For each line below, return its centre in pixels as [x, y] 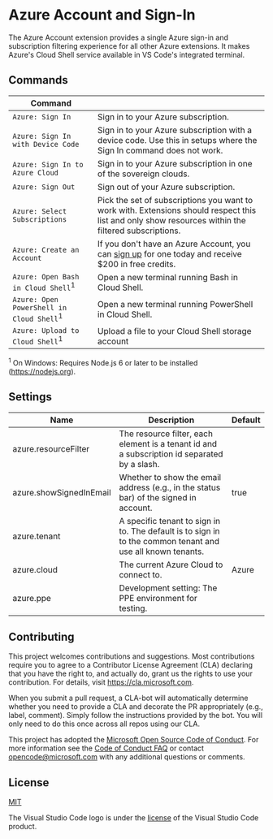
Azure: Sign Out [44, 187]
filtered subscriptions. [139, 231]
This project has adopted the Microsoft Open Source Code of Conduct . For [134, 740]
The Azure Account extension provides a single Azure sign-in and [119, 37]
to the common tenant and [169, 541]
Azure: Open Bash [46, 277]
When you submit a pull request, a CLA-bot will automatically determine [128, 698]
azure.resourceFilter [51, 448]
